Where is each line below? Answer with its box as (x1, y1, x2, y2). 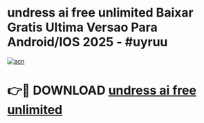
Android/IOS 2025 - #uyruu (7, 35, 168, 50)
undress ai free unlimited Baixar (7, 5, 194, 21)
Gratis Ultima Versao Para (7, 19, 158, 35)
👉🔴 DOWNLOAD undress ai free (7, 83, 197, 98)
